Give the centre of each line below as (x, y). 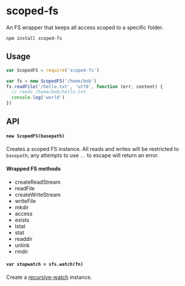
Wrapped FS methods (34, 169)
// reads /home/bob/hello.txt (49, 92)
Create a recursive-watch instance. (49, 277)
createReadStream (38, 182)
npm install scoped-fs (34, 38)
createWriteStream (38, 194)
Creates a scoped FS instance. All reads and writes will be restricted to (92, 149)
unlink (22, 245)
